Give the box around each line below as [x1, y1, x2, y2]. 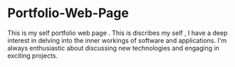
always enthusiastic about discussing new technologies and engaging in [7, 43, 219, 52]
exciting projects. [7, 51, 58, 60]
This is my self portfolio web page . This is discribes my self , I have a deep [7, 29, 228, 37]
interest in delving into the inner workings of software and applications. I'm [7, 36, 227, 44]
